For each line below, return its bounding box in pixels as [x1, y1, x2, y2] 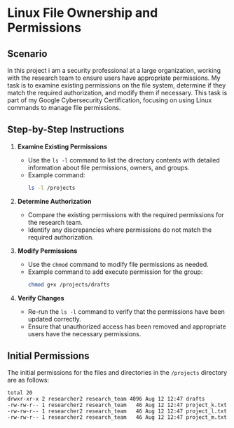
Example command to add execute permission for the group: [27, 268, 203, 276]
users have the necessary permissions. [27, 329, 142, 338]
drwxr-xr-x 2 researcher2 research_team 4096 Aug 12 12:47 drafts [7, 396, 205, 403]
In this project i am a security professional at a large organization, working [7, 67, 221, 74]
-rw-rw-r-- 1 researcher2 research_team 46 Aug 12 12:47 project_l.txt [7, 408, 228, 415]
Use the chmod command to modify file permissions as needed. [27, 260, 209, 268]
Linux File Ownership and [7, 5, 158, 21]
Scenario [7, 48, 48, 60]
